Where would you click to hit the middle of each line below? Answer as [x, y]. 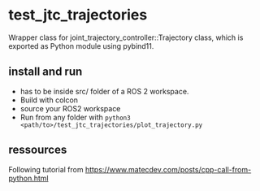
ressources [38, 150]
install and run [45, 72]
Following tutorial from [46, 169]
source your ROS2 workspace [70, 108]
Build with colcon [49, 100]
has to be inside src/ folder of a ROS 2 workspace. [104, 91]
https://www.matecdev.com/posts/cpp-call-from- [168, 169]
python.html [28, 178]
